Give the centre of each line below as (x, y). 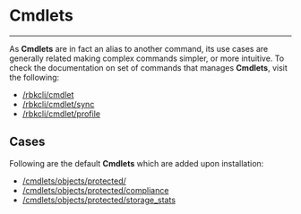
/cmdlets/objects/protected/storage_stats (99, 200)
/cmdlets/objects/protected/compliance (95, 190)
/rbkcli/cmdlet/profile (61, 114)
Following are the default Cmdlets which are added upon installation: (137, 163)
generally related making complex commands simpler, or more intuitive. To (147, 58)
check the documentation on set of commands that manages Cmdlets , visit (149, 67)
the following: (34, 77)
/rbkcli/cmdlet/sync (58, 104)
